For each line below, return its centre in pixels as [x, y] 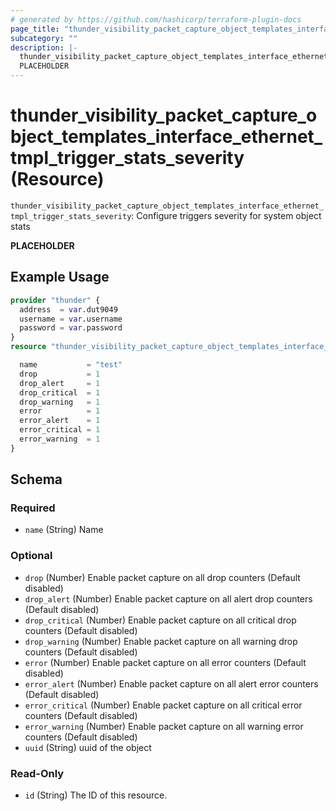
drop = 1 [60, 374]
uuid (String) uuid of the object [88, 747]
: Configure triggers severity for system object [226, 215]
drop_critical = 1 [60, 392]
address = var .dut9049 [68, 309]
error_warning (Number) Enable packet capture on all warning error [164, 726]
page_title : [35, 29]
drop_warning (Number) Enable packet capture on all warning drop [161, 641]
